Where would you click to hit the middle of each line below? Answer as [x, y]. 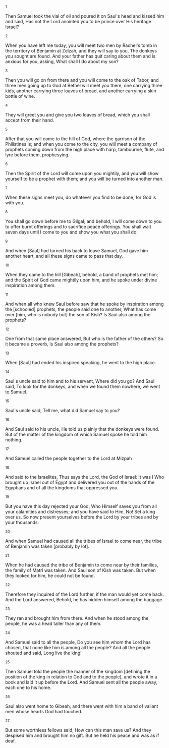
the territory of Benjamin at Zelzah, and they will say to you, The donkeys [81, 51]
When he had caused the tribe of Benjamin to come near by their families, [82, 565]
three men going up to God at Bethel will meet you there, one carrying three [84, 85]
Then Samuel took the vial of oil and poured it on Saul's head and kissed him [85, 16]
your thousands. [22, 522]
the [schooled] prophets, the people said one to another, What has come [81, 309]
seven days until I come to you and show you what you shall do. [71, 232]
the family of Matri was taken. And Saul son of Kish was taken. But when [81, 570]
